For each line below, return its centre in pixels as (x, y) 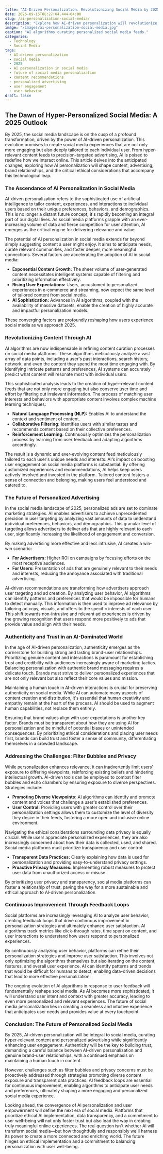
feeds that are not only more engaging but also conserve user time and (76, 389)
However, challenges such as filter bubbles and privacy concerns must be (79, 1070)
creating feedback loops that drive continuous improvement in (67, 920)
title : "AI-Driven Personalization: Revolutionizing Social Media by (77, 9)
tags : (10, 50)
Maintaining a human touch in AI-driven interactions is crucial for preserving (81, 688)
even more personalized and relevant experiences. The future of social (76, 1001)
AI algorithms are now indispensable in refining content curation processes (80, 348)
